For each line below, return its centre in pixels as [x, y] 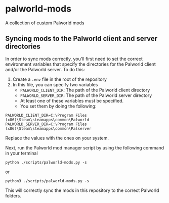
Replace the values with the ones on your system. [57, 138]
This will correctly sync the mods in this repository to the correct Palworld [82, 190]
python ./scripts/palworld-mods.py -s [46, 162]
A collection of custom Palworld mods [45, 23]
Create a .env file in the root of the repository [60, 79]
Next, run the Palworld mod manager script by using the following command [85, 147]
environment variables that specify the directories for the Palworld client [80, 64]
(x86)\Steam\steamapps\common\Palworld [47, 120]
